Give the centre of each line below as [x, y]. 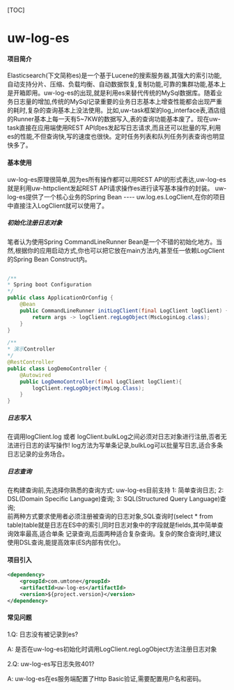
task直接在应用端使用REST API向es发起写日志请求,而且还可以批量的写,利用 [114, 128]
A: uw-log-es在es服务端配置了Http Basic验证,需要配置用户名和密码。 [106, 678]
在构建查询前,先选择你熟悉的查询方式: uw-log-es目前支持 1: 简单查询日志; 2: [116, 490]
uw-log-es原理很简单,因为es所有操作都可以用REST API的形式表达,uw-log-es [117, 179]
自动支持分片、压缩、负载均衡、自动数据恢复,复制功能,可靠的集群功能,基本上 [117, 84]
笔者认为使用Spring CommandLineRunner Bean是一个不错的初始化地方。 [112, 242]
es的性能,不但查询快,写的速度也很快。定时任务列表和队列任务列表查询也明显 [116, 137]
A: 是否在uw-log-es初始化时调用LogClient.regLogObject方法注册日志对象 [112, 649]
